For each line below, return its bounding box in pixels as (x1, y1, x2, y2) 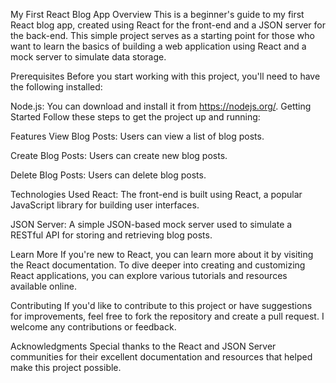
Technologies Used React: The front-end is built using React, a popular (10, 189, 303, 200)
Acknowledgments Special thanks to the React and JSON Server (10, 340, 277, 352)
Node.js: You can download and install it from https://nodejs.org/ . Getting (10, 100, 312, 112)
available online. (10, 280, 77, 292)
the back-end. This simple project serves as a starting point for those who (10, 30, 315, 41)
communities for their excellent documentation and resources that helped (10, 351, 313, 363)
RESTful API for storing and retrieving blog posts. (10, 229, 213, 241)
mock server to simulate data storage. (10, 51, 167, 63)
